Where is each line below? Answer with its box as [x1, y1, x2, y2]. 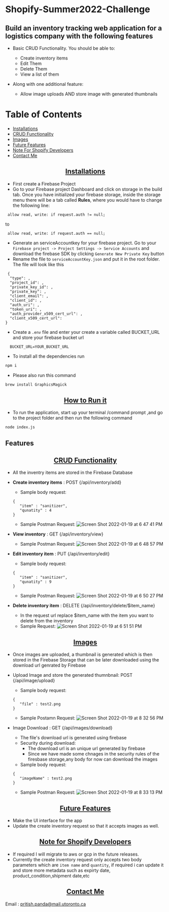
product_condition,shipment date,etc [12, 872, 90, 878]
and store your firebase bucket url [12, 334, 84, 340]
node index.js [5, 425, 36, 430]
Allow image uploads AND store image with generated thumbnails [20, 91, 158, 97]
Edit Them [20, 60, 42, 67]
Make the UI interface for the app [12, 817, 82, 824]
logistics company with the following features [5, 32, 153, 40]
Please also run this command [12, 372, 76, 378]
